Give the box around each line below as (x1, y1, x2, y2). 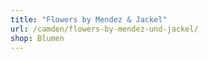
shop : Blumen (10, 33, 65, 43)
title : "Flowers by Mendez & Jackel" (10, 14, 168, 25)
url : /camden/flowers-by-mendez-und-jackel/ (10, 24, 199, 34)
